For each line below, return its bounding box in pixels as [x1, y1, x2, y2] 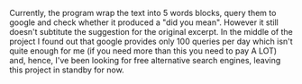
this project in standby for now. [9, 64, 124, 75]
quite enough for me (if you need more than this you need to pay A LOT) [9, 46, 278, 56]
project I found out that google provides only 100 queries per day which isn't [9, 36, 293, 46]
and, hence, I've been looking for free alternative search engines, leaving [9, 55, 281, 65]
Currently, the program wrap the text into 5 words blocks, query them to [9, 8, 277, 18]
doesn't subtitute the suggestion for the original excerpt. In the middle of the [9, 27, 293, 37]
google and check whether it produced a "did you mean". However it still [9, 17, 279, 28]
